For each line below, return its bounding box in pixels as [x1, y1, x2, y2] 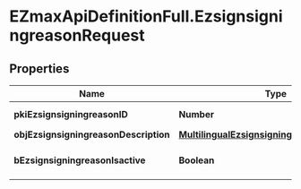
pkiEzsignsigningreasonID [13, 108, 128, 120]
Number [178, 108, 215, 120]
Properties [9, 61, 70, 76]
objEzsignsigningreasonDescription [13, 128, 170, 141]
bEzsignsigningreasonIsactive [13, 154, 146, 167]
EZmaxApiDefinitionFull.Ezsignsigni [9, 6, 283, 27]
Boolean [178, 154, 215, 167]
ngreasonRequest [9, 25, 145, 46]
